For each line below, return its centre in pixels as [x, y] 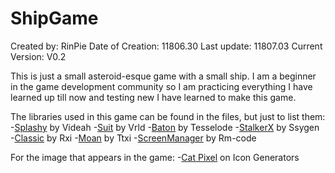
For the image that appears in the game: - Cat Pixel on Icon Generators [155, 157]
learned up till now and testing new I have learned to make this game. [153, 97]
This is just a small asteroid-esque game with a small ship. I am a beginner [163, 76]
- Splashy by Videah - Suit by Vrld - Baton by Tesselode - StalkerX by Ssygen [165, 127]
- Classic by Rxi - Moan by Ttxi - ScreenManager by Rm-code [133, 138]
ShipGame [54, 18]
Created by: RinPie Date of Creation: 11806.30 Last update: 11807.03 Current [166, 46]
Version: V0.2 [38, 56]
